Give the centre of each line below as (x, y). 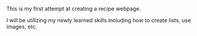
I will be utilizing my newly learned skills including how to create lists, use (99, 20)
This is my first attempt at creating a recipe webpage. (74, 9)
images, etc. (22, 27)
